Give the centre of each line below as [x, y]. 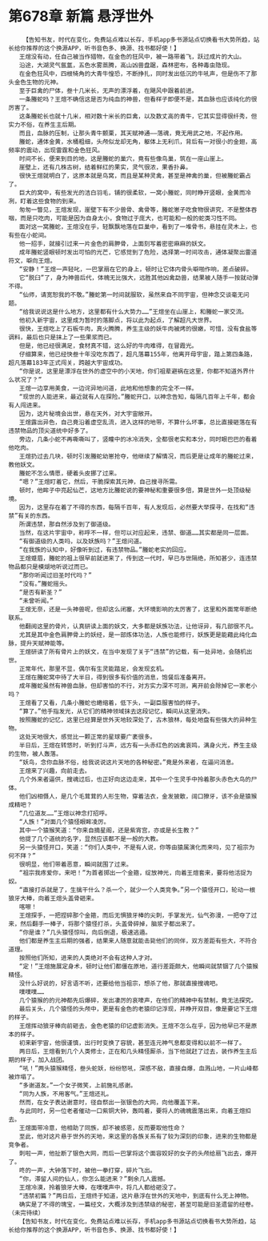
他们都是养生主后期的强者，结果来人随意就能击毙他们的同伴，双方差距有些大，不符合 [138, 941]
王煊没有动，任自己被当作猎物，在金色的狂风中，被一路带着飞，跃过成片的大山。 [132, 57]
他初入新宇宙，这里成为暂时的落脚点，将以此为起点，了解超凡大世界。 [117, 320]
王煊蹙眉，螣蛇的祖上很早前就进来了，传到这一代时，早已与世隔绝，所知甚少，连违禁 [138, 558]
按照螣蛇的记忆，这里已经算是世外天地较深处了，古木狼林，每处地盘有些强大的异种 [135, 720]
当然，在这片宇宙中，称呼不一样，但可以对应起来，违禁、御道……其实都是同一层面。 [136, 533]
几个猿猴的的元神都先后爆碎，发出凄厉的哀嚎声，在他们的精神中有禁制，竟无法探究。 [138, 1000]
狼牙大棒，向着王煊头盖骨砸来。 [53, 898]
